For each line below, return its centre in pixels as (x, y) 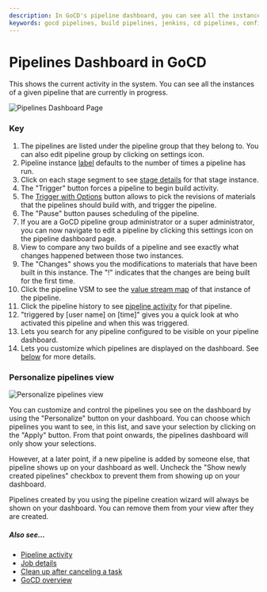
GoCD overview (46, 580)
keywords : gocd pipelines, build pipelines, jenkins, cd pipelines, (124, 23)
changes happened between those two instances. (102, 256)
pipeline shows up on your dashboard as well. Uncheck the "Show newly (128, 467)
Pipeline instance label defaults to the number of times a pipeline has (133, 163)
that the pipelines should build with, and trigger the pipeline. (118, 205)
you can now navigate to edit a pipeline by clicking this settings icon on (137, 230)
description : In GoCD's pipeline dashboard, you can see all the (119, 15)
